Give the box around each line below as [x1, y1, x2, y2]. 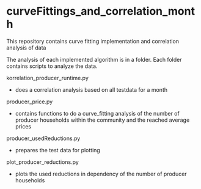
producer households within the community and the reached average [15, 116, 190, 124]
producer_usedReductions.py [6, 135, 81, 142]
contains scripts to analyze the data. [6, 62, 98, 70]
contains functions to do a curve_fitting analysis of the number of [15, 109, 180, 117]
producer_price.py [6, 98, 53, 105]
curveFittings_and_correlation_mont [6, 4, 196, 18]
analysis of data [6, 44, 46, 51]
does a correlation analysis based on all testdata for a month [15, 86, 168, 93]
